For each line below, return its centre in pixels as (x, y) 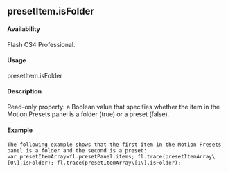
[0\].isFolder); (30, 163)
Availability (24, 29)
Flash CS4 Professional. (41, 44)
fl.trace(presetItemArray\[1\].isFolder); (119, 163)
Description (25, 91)
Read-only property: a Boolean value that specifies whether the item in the (114, 107)
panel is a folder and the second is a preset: (77, 151)
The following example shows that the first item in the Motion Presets (114, 145)
